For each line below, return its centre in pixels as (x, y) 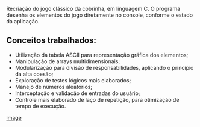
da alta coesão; (34, 74)
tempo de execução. (40, 106)
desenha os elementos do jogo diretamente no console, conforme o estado (100, 15)
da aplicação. (23, 21)
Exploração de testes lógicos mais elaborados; (73, 80)
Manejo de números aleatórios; (53, 87)
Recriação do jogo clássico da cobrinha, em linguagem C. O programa (93, 9)
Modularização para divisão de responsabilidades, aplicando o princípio (104, 67)
